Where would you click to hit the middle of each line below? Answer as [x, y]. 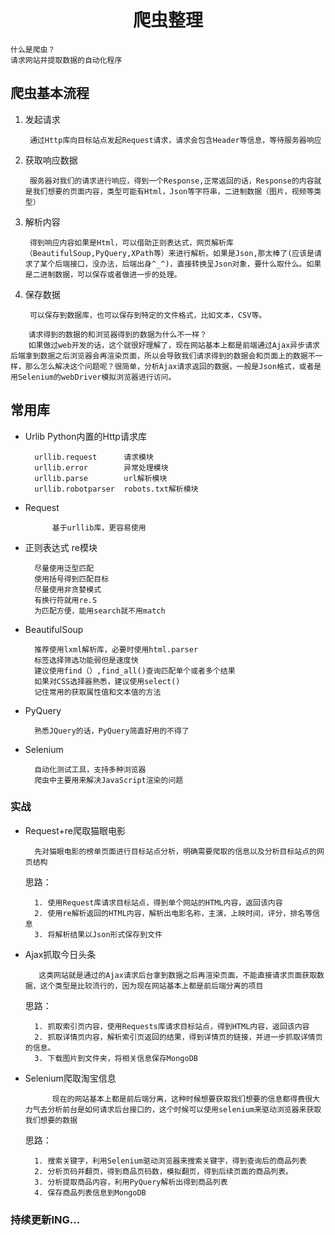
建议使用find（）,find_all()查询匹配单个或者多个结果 [135, 671]
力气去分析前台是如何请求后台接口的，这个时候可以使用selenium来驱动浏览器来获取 [173, 1109]
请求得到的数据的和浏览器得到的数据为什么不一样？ [118, 334]
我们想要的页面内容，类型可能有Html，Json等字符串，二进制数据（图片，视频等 [173, 191]
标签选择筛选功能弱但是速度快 [86, 660]
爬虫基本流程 [50, 93]
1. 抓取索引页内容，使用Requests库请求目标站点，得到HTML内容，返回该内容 [172, 1026]
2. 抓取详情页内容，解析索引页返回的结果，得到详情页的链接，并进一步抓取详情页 [178, 1037]
